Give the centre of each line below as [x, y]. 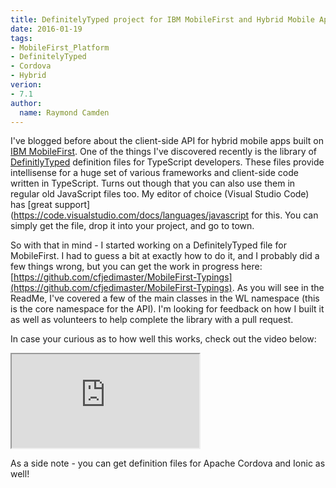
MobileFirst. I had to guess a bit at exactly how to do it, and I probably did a [165, 256]
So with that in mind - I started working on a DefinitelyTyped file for [148, 245]
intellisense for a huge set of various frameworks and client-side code [154, 173]
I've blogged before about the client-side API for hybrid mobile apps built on [167, 141]
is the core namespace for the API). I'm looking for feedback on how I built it [167, 309]
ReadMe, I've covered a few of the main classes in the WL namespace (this [165, 298]
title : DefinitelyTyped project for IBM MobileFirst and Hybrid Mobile [162, 19]
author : [26, 103]
